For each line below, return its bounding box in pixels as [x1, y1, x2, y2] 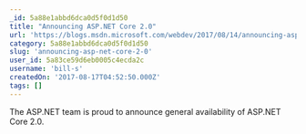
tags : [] [9, 81, 43, 90]
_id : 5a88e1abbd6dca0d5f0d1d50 [9, 13, 128, 23]
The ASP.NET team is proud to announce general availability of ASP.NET [9, 106, 281, 117]
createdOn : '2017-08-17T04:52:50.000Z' [9, 73, 161, 82]
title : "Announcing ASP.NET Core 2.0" [9, 22, 157, 31]
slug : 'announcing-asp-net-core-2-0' [9, 47, 153, 57]
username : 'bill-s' [9, 65, 84, 74]
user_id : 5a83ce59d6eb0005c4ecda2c [9, 56, 145, 65]
